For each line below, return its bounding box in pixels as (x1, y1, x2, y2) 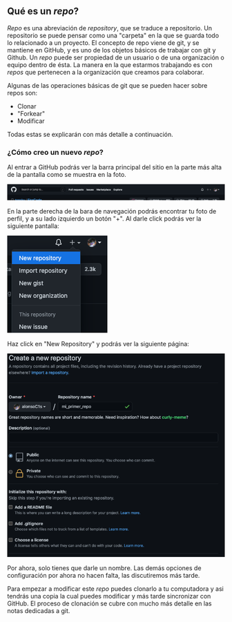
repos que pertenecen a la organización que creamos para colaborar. (7, 68, 205, 76)
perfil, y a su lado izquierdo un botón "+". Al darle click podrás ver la (7, 214, 202, 223)
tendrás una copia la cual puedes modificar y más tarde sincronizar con (7, 592, 211, 600)
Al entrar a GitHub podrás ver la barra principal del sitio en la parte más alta (7, 163, 222, 171)
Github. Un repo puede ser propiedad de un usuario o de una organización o (7, 53, 224, 62)
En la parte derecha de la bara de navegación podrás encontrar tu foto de (7, 207, 217, 216)
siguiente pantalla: (7, 222, 60, 230)
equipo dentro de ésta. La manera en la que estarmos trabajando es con (7, 60, 213, 68)
